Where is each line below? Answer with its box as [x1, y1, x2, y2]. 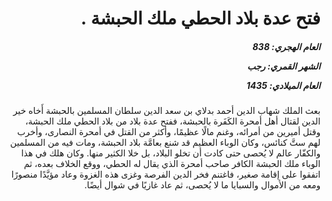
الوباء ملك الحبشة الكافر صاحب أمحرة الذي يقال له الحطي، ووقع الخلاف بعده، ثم [23, 158, 321, 170]
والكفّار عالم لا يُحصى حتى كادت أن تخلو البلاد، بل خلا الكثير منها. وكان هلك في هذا [21, 147, 321, 159]
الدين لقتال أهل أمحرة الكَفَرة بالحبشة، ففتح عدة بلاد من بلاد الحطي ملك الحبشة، [24, 115, 321, 127]
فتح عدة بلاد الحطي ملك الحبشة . [80, 7, 321, 30]
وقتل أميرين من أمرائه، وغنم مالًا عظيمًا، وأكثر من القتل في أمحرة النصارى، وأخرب [16, 126, 321, 138]
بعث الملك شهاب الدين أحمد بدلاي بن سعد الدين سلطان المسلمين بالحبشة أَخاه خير [13, 105, 321, 117]
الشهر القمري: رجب [246, 60, 321, 72]
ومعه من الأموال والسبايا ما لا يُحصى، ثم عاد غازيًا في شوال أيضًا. [84, 179, 321, 191]
